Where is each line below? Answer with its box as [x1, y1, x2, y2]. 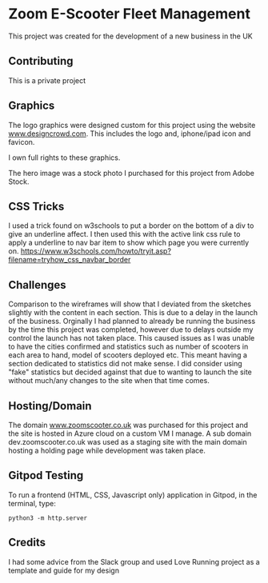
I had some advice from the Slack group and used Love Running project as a [8, 557, 260, 566]
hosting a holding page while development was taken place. [8, 445, 206, 455]
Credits [8, 536, 46, 549]
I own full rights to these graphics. [8, 153, 121, 162]
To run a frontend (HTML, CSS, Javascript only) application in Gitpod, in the [8, 489, 258, 500]
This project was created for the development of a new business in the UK [8, 31, 254, 41]
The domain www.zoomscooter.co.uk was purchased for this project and [8, 421, 249, 429]
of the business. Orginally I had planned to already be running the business [8, 317, 256, 326]
